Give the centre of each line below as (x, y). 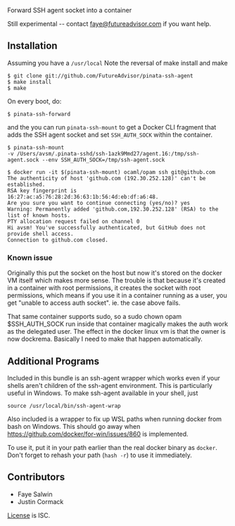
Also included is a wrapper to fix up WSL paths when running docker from (115, 419)
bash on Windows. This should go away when (74, 426)
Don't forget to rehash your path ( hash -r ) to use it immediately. (100, 455)
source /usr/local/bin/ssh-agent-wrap (64, 406)
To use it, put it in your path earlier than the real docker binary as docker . (113, 447)
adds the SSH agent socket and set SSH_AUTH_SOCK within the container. (110, 134)
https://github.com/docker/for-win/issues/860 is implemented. (98, 434)
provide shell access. (40, 234)
